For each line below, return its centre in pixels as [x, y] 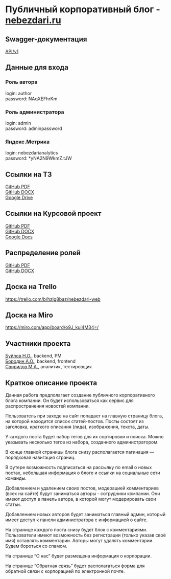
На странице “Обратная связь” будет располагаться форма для [75, 566]
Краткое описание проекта [51, 383]
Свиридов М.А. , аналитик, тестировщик [49, 367]
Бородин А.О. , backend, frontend [40, 361]
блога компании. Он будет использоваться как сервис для [69, 400]
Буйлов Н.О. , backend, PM [33, 356]
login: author [19, 93]
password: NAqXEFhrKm [31, 99]
